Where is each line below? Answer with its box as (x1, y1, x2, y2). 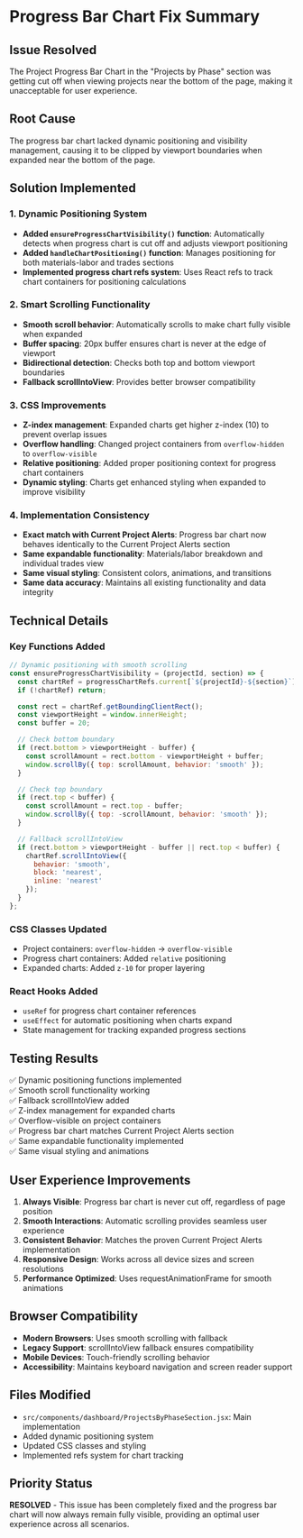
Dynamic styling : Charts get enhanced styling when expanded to (22, 477, 266, 488)
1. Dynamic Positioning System (9, 207, 147, 220)
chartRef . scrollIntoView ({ (25, 851, 127, 860)
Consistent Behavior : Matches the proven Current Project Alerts (22, 1235, 263, 1246)
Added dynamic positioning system (22, 1431, 154, 1442)
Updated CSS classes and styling (22, 1440, 147, 1451)
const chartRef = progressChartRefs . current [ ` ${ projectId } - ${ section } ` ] (17, 677, 297, 686)
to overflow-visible (22, 448, 97, 459)
